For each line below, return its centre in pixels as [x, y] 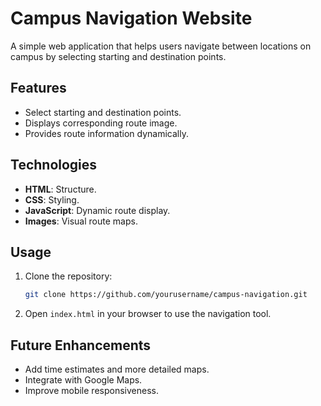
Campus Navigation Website [131, 18]
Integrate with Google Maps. [83, 380]
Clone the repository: [68, 276]
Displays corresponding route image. [101, 123]
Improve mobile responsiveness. [91, 391]
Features [38, 88]
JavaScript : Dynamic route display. [97, 210]
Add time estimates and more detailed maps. [117, 369]
